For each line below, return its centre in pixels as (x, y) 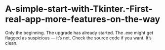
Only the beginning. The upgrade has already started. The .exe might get (79, 33)
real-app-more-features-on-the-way (83, 19)
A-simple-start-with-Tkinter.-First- (79, 9)
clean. (11, 43)
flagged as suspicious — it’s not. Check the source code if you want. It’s (78, 38)
